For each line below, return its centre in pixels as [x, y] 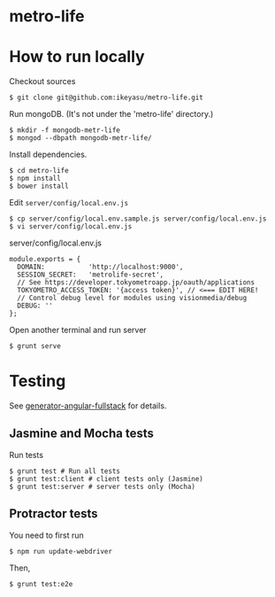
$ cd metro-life [39, 171]
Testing [38, 381]
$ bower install [39, 186]
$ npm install [35, 179]
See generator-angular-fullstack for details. [88, 406]
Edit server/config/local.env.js [69, 203]
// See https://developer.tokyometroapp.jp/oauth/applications [136, 283]
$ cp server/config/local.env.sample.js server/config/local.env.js [138, 219]
